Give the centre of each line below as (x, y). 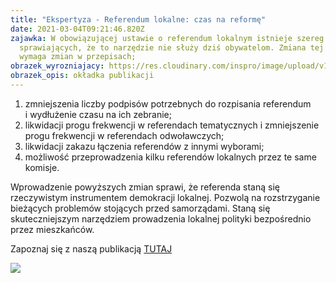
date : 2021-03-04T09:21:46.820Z (77, 29)
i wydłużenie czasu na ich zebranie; (98, 114)
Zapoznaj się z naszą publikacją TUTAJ (91, 248)
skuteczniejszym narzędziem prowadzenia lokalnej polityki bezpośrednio (161, 218)
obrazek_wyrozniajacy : (57, 66)
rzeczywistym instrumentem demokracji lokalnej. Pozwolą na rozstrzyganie (165, 197)
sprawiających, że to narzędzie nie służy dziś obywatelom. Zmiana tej (172, 47)
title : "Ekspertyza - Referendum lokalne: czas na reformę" (138, 19)
